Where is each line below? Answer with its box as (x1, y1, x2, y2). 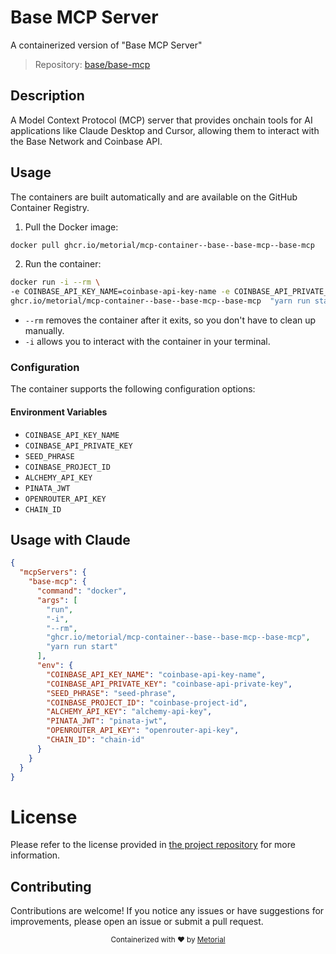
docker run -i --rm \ (10, 277, 101, 288)
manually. (24, 325, 65, 337)
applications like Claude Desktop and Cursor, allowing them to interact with (10, 124, 320, 136)
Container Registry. (10, 201, 90, 213)
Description (10, 87, 85, 105)
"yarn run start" (46, 642, 118, 652)
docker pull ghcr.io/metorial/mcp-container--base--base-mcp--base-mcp (10, 240, 315, 250)
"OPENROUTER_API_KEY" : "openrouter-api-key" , (46, 726, 240, 736)
